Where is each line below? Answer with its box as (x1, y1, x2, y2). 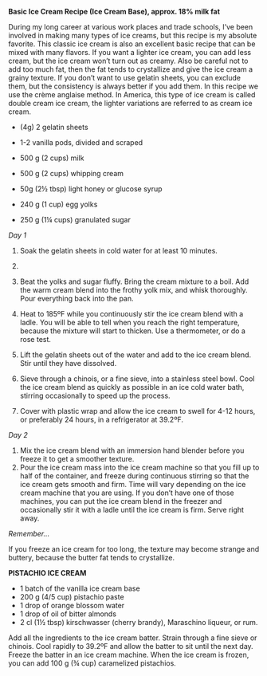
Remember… (8, 529, 50, 538)
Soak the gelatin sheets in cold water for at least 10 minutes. (19, 246, 218, 255)
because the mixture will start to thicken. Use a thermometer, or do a (19, 326, 245, 336)
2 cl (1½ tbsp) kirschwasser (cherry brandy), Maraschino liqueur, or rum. (19, 618, 258, 627)
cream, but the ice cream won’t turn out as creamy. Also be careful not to (8, 56, 249, 65)
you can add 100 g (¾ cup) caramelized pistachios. (8, 658, 177, 668)
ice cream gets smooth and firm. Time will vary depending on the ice (19, 480, 246, 489)
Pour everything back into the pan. (19, 294, 134, 303)
